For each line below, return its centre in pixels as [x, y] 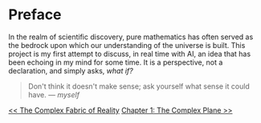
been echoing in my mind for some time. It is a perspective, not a [116, 62]
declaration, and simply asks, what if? [71, 70]
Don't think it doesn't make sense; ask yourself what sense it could [139, 86]
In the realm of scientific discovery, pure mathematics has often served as [131, 37]
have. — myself [54, 94]
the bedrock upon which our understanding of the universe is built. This [127, 45]
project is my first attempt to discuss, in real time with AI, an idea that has [130, 54]
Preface [35, 15]
